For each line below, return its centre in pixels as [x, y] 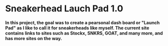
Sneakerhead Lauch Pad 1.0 [64, 9]
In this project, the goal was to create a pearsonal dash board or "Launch [82, 22]
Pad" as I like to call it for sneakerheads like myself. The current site [77, 28]
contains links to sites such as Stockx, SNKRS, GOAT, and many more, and [84, 33]
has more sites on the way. [34, 38]
